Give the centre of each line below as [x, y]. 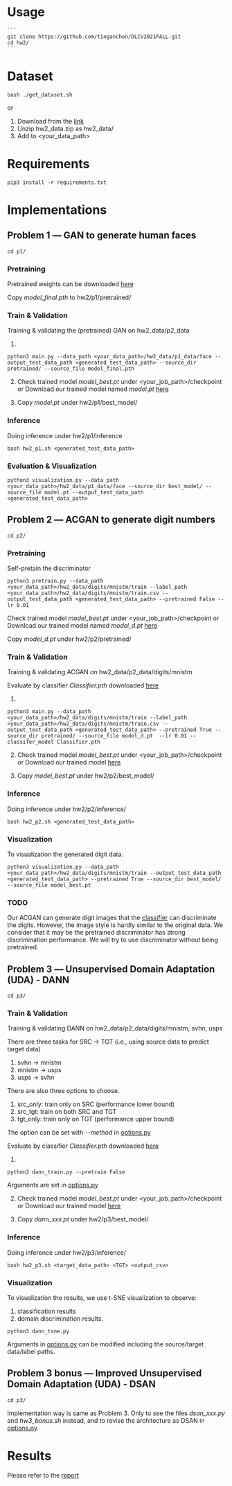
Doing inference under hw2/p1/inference [65, 435]
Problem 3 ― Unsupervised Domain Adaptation [111, 969]
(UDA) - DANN [38, 980]
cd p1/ [17, 251]
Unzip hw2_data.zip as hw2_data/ [65, 128]
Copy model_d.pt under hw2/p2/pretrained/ [69, 639]
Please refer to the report [43, 1475]
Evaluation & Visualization [52, 466]
